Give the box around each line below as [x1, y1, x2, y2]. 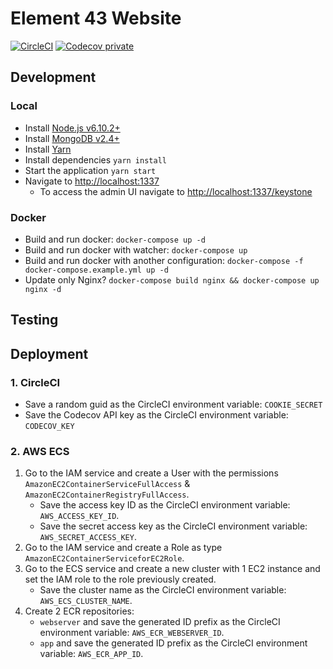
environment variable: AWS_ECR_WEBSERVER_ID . [39, 627, 225, 639]
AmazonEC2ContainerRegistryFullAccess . [24, 488, 190, 501]
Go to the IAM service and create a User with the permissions [24, 467, 279, 479]
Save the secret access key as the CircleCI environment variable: [39, 520, 308, 532]
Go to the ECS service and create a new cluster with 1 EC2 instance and [24, 563, 321, 575]
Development [10, 69, 97, 86]
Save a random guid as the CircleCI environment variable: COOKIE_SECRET [24, 398, 323, 410]
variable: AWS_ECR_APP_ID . [39, 648, 144, 660]
